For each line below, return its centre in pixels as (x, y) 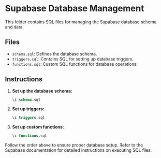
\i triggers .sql (28, 118)
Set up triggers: (28, 109)
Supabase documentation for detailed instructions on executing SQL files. (79, 150)
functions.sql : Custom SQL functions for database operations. (75, 64)
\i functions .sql (29, 136)
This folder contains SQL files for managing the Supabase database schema (81, 22)
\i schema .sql (26, 100)
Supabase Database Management (74, 8)
